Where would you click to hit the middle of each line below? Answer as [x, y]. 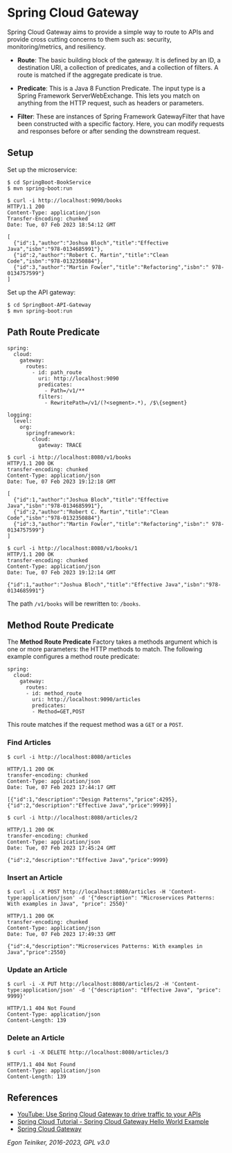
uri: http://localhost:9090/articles [86, 700]
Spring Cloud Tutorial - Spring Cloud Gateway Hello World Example [113, 1122]
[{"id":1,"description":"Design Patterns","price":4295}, [92, 799]
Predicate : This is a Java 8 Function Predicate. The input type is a [111, 88]
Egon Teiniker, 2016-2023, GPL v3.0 [59, 1143]
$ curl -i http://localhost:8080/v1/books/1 [72, 548]
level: [23, 421]
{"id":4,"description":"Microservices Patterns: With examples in [105, 946]
